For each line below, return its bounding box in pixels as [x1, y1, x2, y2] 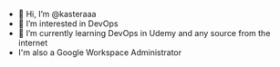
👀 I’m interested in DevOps [17, 18, 119, 29]
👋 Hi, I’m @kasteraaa [17, 9, 97, 19]
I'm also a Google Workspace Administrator [17, 47, 182, 58]
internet [17, 37, 48, 48]
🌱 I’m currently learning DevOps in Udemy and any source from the [17, 28, 271, 38]
